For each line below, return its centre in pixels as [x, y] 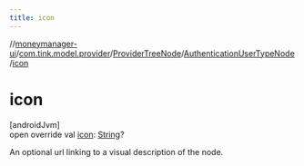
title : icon [32, 18]
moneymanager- [46, 44]
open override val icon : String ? [67, 134]
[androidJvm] [35, 124]
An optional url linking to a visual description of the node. [117, 151]
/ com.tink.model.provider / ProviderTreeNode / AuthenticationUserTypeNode [156, 53]
